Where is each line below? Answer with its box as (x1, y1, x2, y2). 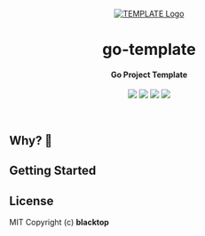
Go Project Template (110, 69, 188, 80)
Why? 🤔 (9, 133, 53, 148)
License (9, 193, 54, 208)
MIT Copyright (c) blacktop (9, 216, 109, 227)
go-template (101, 40, 197, 59)
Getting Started (9, 163, 97, 178)
